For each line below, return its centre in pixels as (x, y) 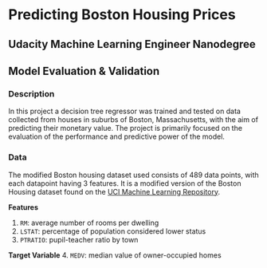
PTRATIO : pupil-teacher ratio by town (79, 239)
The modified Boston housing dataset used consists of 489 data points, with (133, 175)
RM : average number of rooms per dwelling (89, 223)
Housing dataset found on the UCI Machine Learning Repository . (114, 191)
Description (31, 93)
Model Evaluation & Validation (84, 71)
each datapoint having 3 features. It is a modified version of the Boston (125, 183)
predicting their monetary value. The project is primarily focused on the (126, 128)
